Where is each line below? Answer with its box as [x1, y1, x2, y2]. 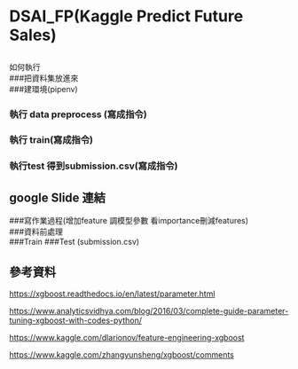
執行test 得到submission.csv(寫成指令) [9, 160, 178, 172]
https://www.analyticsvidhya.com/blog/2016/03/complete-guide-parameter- [9, 305, 289, 316]
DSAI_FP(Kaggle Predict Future [9, 6, 244, 27]
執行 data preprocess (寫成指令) [9, 108, 148, 121]
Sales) [9, 25, 58, 45]
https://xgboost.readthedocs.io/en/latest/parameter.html [9, 288, 216, 299]
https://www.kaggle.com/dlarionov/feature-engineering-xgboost [9, 332, 245, 342]
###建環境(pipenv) [9, 83, 78, 94]
